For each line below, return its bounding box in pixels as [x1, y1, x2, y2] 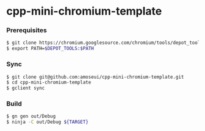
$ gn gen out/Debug [6, 113, 56, 119]
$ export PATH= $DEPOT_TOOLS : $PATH [6, 46, 95, 52]
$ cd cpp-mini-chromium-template [6, 79, 92, 86]
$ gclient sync [6, 85, 45, 91]
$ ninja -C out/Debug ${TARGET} [6, 119, 88, 126]
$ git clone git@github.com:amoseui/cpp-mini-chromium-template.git [6, 74, 184, 80]
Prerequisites [6, 26, 47, 35]
